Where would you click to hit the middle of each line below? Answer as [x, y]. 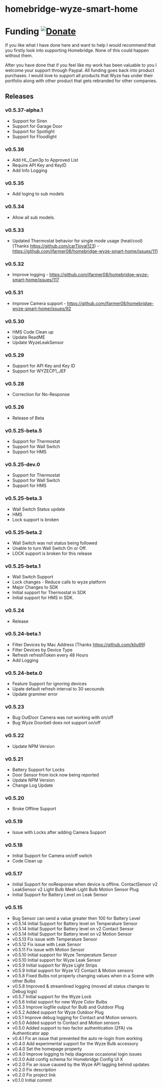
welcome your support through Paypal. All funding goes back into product [80, 70]
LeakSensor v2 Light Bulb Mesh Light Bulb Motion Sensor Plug [75, 889]
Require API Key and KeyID [39, 165]
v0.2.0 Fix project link [34, 1075]
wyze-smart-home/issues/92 [42, 309]
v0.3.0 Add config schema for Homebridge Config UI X [68, 1059]
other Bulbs [24, 981]
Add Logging [25, 660]
